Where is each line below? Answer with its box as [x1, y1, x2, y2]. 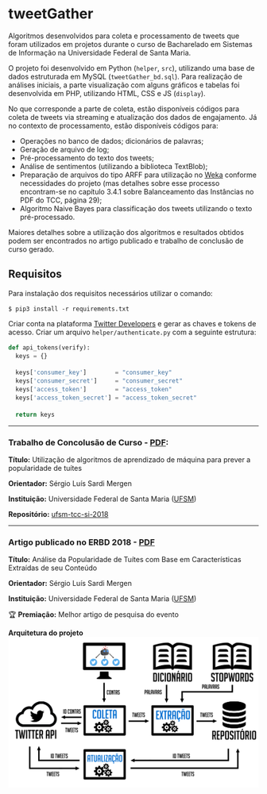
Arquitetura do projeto [8, 628, 83, 638]
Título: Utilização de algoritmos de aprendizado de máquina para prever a [8, 454, 251, 464]
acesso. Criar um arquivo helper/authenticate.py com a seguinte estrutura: [8, 327, 257, 337]
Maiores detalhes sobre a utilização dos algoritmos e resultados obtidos [8, 227, 245, 237]
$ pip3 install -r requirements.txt [8, 305, 130, 313]
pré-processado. [19, 212, 75, 222]
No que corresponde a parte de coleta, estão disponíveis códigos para [8, 104, 240, 114]
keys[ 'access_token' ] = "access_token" [15, 386, 172, 394]
